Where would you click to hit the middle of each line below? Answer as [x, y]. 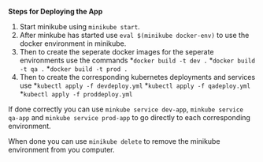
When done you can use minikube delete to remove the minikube [114, 141]
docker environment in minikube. [73, 43]
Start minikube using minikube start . [80, 26]
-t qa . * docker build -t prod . [74, 69]
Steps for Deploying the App [56, 11]
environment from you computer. [61, 150]
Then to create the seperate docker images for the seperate [117, 52]
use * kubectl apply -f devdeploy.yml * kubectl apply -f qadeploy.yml [135, 85]
